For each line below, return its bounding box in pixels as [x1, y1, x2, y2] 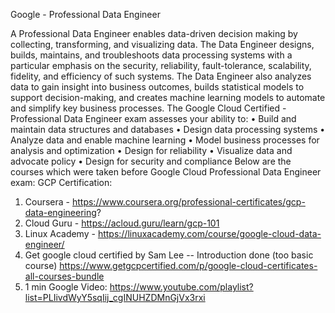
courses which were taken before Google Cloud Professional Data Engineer [10, 166, 322, 178]
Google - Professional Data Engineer [10, 9, 161, 20]
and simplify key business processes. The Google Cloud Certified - [10, 102, 287, 114]
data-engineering [24, 207, 97, 218]
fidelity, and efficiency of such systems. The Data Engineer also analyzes [10, 70, 312, 82]
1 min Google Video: [24, 281, 108, 293]
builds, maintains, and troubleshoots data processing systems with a [10, 49, 293, 61]
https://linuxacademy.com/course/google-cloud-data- [97, 228, 322, 239]
